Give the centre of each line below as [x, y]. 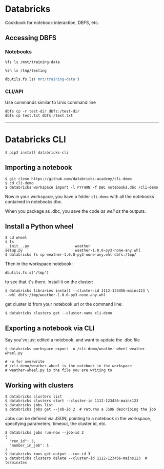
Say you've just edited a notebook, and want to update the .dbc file [72, 340]
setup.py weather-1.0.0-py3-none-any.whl [73, 250]
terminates [16, 462]
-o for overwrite [27, 362]
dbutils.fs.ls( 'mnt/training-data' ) [42, 79]
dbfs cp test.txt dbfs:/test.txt [39, 115]
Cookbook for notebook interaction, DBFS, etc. [52, 22]
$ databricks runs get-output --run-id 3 [48, 454]
